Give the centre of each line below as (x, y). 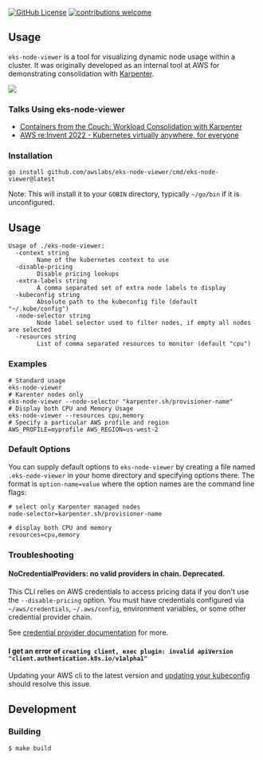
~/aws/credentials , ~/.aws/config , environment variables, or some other (128, 608)
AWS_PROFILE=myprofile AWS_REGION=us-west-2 (83, 429)
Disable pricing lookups (78, 274)
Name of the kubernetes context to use (103, 260)
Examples (28, 364)
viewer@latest (32, 180)
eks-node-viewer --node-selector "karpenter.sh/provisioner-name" (121, 402)
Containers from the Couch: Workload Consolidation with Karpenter (131, 127)
